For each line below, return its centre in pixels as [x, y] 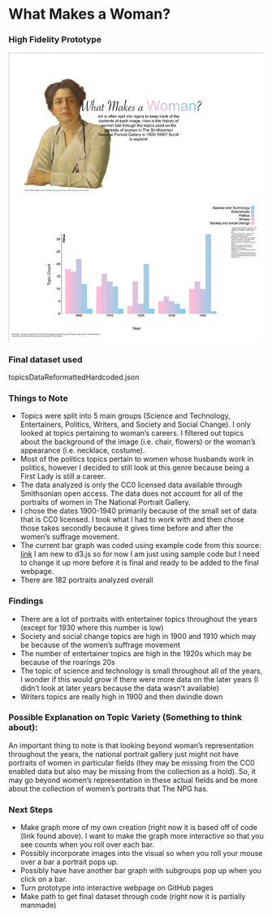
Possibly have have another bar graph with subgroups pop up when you [141, 871]
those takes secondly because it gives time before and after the [127, 528]
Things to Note [38, 398]
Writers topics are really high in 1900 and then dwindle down [121, 697]
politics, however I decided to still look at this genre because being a [135, 467]
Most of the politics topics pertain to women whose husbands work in [137, 459]
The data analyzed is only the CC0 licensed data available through [131, 485]
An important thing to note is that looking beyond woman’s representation [131, 745]
